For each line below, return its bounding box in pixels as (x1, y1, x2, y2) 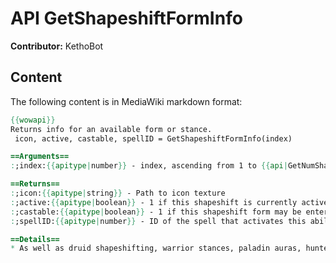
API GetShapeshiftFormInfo (10, 7, 243, 30)
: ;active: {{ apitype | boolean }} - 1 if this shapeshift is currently (10, 197, 298, 207)
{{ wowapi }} (10, 115, 56, 125)
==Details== (10, 234, 60, 244)
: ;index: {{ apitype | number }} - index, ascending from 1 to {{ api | (10, 161, 288, 171)
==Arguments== (10, 152, 70, 162)
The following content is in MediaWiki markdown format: (10, 95, 243, 107)
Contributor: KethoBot (10, 40, 104, 52)
